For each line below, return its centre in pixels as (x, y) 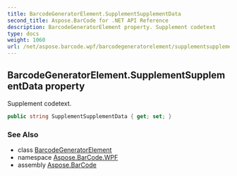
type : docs (23, 34)
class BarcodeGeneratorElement (65, 150)
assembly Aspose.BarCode (57, 165)
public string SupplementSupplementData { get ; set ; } (90, 116)
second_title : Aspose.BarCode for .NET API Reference (88, 20)
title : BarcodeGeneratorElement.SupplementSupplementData (94, 14)
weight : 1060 (26, 40)
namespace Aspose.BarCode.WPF (68, 157)
